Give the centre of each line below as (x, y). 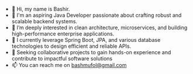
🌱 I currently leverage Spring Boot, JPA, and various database (86, 40)
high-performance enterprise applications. (63, 34)
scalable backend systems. (44, 21)
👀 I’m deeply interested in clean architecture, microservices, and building (99, 27)
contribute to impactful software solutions (62, 59)
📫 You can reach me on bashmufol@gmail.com (69, 65)
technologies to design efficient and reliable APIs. (71, 46)
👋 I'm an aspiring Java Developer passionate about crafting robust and (96, 15)
